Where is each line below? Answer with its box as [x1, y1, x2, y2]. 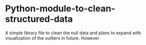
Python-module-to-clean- [5, 3, 116, 14]
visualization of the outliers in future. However [5, 35, 99, 41]
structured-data [5, 13, 73, 25]
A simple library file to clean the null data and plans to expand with [5, 30, 142, 36]
